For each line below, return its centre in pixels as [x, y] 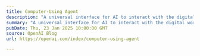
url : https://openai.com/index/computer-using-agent [73, 39]
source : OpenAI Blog [32, 34]
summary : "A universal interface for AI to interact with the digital [96, 22]
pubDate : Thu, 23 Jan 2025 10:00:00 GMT [57, 28]
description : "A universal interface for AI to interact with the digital [101, 17]
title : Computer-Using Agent [42, 11]
